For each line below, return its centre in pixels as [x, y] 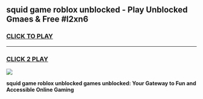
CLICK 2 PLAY [27, 59]
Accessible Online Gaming [40, 89]
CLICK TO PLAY [30, 37]
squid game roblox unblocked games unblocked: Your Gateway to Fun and [101, 83]
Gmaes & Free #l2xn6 [47, 19]
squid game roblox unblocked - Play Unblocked [97, 10]
